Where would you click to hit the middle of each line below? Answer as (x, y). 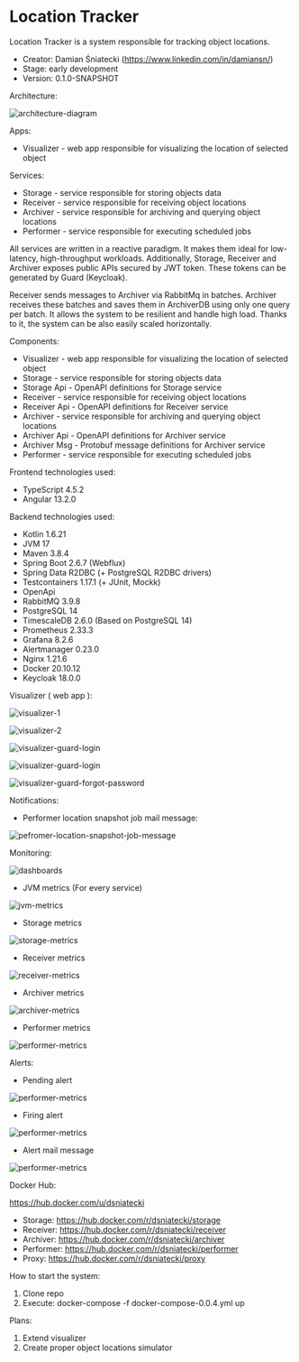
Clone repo (43, 1293)
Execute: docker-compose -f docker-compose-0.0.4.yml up (133, 1302)
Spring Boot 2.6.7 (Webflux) (74, 562)
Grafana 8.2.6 (48, 639)
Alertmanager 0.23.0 (61, 649)
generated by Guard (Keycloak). (68, 277)
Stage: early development (70, 69)
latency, (24, 258)
